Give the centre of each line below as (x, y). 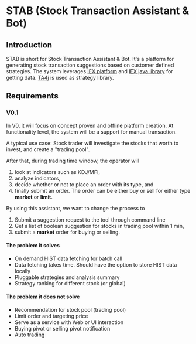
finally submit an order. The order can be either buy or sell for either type (102, 190)
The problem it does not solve (43, 297)
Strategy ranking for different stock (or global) (70, 283)
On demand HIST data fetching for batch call (68, 258)
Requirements (32, 96)
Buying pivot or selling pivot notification (62, 329)
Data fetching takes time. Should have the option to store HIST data (96, 264)
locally (23, 271)
